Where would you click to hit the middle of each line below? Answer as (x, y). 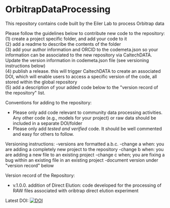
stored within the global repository (41, 82)
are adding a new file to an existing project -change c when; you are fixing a (85, 155)
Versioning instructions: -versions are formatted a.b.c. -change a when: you (85, 144)
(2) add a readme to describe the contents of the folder (63, 44)
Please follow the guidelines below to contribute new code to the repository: (85, 33)
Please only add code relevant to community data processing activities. (88, 112)
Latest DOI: (17, 200)
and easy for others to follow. (43, 134)
